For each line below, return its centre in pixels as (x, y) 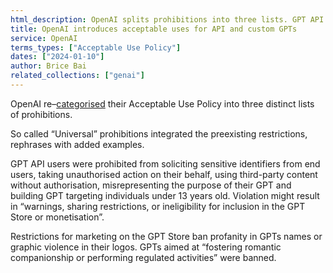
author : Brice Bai (48, 66)
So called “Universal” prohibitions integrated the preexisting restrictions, (159, 133)
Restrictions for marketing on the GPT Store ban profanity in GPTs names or (166, 236)
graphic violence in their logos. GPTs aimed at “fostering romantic (146, 247)
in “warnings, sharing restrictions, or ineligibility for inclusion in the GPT (158, 206)
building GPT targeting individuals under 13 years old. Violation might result (165, 195)
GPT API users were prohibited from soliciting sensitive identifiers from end (165, 163)
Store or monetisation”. (57, 217)
